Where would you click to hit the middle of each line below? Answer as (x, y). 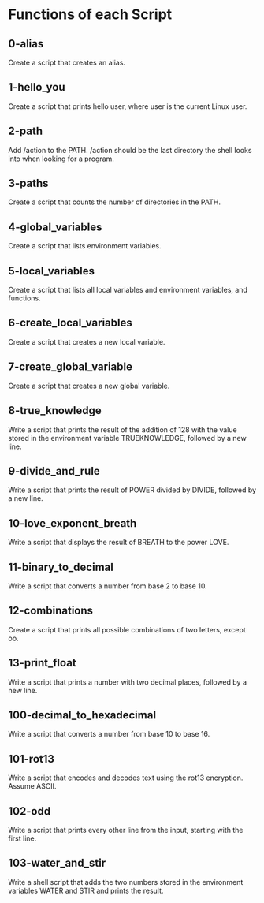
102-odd (30, 811)
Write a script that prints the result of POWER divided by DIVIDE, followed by (132, 490)
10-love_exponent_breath (73, 523)
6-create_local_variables (70, 323)
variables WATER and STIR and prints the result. (86, 890)
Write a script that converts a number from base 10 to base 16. (109, 734)
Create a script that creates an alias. (67, 62)
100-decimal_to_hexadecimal (82, 715)
